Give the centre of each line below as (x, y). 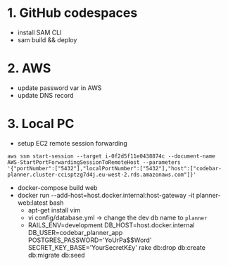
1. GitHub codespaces (72, 13)
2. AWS (29, 69)
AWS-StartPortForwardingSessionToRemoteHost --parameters (94, 162)
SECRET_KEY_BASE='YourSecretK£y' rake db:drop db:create (117, 247)
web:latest (32, 203)
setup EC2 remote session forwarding (72, 143)
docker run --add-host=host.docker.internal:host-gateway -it (106, 195)
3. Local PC (41, 124)
